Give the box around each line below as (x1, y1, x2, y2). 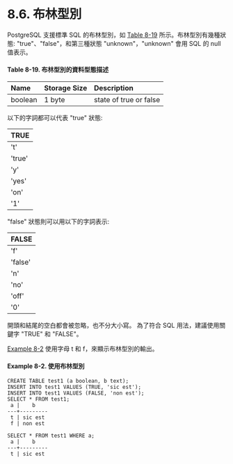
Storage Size (44, 83, 88, 93)
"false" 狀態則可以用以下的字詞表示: (7, 217, 110, 226)
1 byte (44, 95, 65, 105)
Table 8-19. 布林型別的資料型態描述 (7, 65, 109, 74)
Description (93, 83, 134, 93)
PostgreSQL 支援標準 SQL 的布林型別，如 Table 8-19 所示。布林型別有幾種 (7, 31, 220, 39)
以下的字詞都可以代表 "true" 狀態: (7, 114, 103, 122)
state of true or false (93, 95, 161, 105)
